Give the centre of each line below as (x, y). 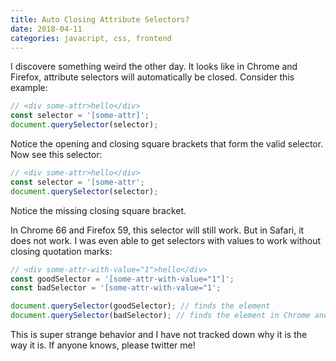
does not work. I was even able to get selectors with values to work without (165, 240)
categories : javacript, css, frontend (91, 38)
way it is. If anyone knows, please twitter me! (103, 345)
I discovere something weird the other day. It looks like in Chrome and (154, 67)
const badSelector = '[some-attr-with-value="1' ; (116, 288)
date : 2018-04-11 (46, 29)
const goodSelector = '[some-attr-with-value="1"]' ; (122, 279)
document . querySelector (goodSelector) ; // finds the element (140, 306)
